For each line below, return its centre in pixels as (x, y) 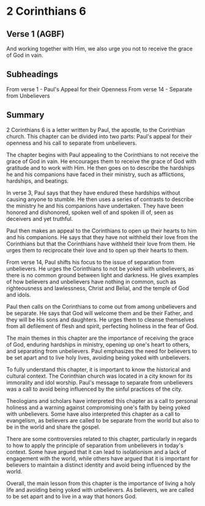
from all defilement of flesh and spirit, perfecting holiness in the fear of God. (102, 326)
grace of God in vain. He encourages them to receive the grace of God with (102, 161)
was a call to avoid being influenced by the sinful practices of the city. (95, 389)
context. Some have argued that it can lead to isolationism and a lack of (96, 451)
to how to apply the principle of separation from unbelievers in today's (95, 445)
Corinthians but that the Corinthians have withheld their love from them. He (101, 243)
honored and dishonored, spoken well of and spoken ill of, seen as (90, 212)
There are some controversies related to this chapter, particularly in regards (102, 439)
